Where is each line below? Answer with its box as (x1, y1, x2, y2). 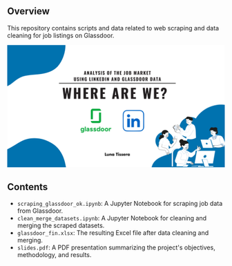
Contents (7, 181, 48, 193)
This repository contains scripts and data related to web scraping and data (7, 23, 220, 32)
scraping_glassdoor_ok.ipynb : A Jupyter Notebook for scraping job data (17, 200, 223, 208)
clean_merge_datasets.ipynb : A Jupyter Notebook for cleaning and (17, 214, 207, 222)
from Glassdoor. (17, 207, 64, 215)
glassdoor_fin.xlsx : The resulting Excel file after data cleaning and (17, 229, 209, 237)
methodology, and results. (17, 251, 92, 259)
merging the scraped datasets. (17, 221, 105, 230)
